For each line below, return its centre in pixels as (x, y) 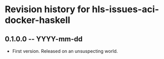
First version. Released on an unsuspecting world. (65, 51)
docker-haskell (37, 20)
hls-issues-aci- (126, 9)
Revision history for (47, 9)
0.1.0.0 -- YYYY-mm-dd (44, 39)
